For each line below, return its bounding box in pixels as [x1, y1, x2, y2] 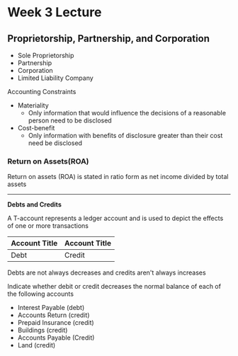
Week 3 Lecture [7, 4, 102, 21]
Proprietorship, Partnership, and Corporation [7, 33, 210, 45]
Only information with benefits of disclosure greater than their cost [28, 132, 223, 139]
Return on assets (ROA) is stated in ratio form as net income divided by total [7, 173, 229, 181]
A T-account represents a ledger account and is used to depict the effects [7, 214, 224, 223]
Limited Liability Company [17, 74, 93, 82]
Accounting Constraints [7, 88, 76, 96]
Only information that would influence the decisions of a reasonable [28, 109, 227, 117]
